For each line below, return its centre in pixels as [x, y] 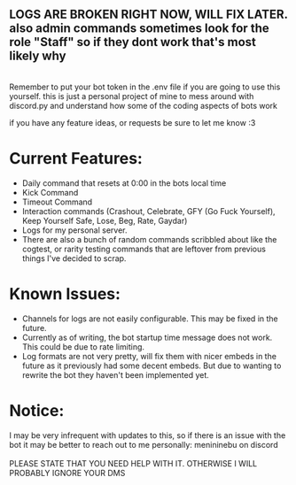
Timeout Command [57, 202]
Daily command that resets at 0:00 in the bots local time [124, 183]
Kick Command [50, 192]
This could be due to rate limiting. [83, 346]
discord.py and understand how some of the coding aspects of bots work [143, 105]
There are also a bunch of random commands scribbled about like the [149, 239]
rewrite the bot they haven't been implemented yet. [116, 374]
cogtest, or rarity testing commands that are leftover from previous [144, 249]
